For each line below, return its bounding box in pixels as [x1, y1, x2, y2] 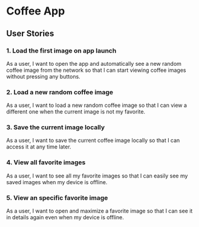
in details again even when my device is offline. [6, 214, 124, 221]
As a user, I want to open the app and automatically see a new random [6, 60, 181, 67]
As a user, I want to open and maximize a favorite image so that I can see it [6, 207, 193, 215]
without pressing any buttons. [6, 72, 80, 80]
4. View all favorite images [6, 158, 86, 167]
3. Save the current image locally [6, 123, 105, 132]
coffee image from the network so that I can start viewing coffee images [6, 66, 186, 74]
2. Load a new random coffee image [6, 88, 114, 96]
